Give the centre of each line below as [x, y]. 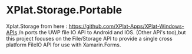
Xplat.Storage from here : [37, 26]
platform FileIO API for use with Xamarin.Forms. [64, 45]
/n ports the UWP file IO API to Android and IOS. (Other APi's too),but [102, 32]
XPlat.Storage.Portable [64, 10]
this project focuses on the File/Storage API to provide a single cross [89, 38]
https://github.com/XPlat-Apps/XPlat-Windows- [126, 26]
